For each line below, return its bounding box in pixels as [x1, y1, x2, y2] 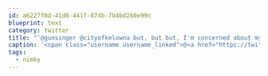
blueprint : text [8, 19, 62, 27]
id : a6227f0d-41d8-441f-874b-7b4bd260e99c [8, 11, 152, 20]
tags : [8, 48, 26, 56]
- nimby [15, 56, 41, 64]
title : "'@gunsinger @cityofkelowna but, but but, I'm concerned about [8, 33, 251, 42]
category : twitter [8, 26, 69, 34]
